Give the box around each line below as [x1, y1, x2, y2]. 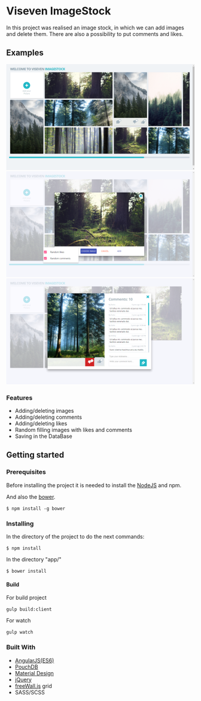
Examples [6, 48, 44, 58]
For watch [6, 617, 31, 624]
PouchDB [14, 663, 38, 670]
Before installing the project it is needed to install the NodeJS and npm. [6, 481, 182, 489]
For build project [6, 594, 47, 602]
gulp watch [6, 629, 33, 636]
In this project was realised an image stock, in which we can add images [6, 24, 184, 31]
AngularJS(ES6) [14, 657, 54, 664]
